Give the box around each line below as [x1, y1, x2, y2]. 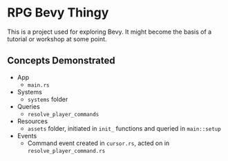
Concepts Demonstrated [7, 55, 115, 67]
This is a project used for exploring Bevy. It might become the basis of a [7, 28, 212, 36]
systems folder [27, 95, 68, 103]
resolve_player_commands [27, 111, 99, 118]
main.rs [27, 81, 50, 89]
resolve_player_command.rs [27, 147, 106, 154]
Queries [17, 102, 40, 111]
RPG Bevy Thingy [7, 5, 109, 21]
